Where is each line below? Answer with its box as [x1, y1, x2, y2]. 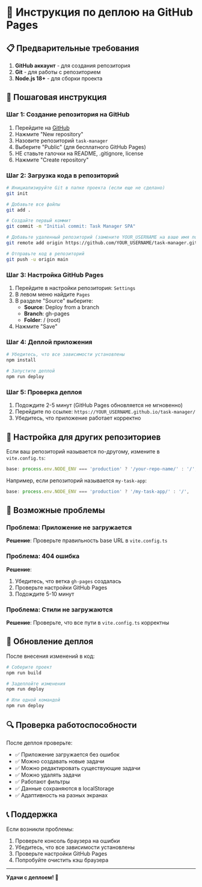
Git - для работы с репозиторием [14, 69, 101, 75]
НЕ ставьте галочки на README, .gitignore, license [14, 150, 144, 157]
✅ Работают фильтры [14, 778, 70, 785]
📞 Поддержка [6, 809, 58, 819]
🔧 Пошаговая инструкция [6, 92, 107, 103]
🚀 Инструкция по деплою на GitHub [6, 5, 194, 19]
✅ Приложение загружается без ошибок [14, 751, 120, 758]
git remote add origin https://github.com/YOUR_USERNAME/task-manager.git [6, 240, 198, 246]
